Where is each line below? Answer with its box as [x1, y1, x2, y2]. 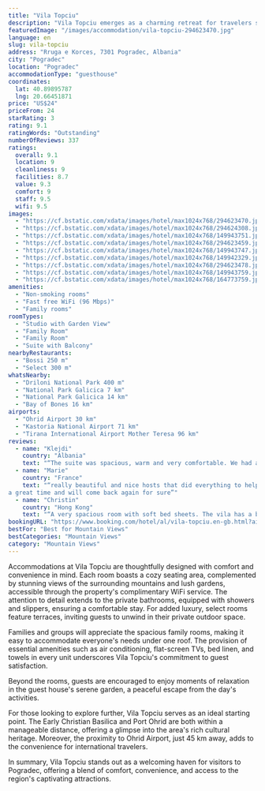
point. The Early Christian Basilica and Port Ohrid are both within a [8, 716, 223, 726]
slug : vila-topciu [8, 41, 69, 49]
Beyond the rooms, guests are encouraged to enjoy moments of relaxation [8, 676, 250, 685]
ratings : [8, 144, 37, 152]
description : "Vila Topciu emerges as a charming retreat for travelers [8, 19, 252, 27]
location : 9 [15, 159, 55, 167]
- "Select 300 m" [15, 364, 73, 372]
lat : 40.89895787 [15, 84, 73, 93]
